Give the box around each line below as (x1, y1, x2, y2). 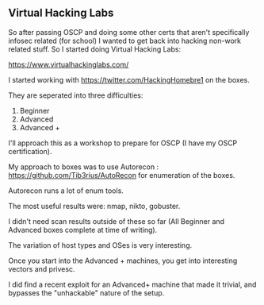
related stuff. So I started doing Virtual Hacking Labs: (8, 44, 181, 54)
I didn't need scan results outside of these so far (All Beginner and (8, 216, 224, 226)
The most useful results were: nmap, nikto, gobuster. (8, 201, 181, 210)
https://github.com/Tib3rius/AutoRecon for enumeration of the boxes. (8, 170, 235, 180)
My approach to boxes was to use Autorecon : (8, 162, 159, 172)
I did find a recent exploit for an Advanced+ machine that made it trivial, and (8, 280, 257, 289)
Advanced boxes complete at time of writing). (8, 225, 158, 234)
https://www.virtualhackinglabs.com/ (8, 60, 129, 69)
